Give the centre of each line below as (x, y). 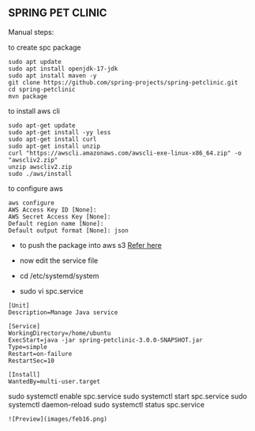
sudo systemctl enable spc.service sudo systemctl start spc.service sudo (127, 396)
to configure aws (36, 188)
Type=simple (28, 347)
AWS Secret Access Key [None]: (60, 216)
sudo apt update (35, 62)
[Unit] (19, 305)
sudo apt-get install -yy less (60, 132)
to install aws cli (34, 111)
